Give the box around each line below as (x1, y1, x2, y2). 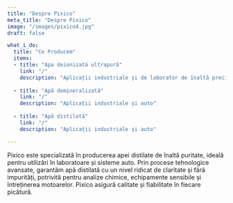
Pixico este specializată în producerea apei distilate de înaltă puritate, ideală (7, 150, 224, 159)
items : (13, 55, 33, 62)
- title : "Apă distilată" (13, 113, 89, 120)
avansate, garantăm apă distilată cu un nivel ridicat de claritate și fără (7, 166, 206, 174)
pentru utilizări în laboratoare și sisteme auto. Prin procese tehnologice (7, 158, 209, 166)
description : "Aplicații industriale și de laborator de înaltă (19, 74, 209, 81)
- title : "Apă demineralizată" (13, 87, 104, 94)
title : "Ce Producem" (13, 48, 76, 55)
